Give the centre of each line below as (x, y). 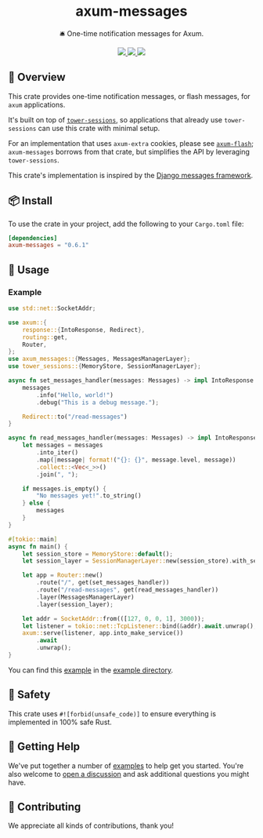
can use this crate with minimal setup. (99, 128)
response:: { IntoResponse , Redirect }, (84, 330)
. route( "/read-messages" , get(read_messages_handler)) (128, 590)
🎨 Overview (37, 77)
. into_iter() (58, 453)
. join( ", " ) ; (58, 474)
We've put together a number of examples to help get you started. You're (126, 765)
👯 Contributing (45, 807)
